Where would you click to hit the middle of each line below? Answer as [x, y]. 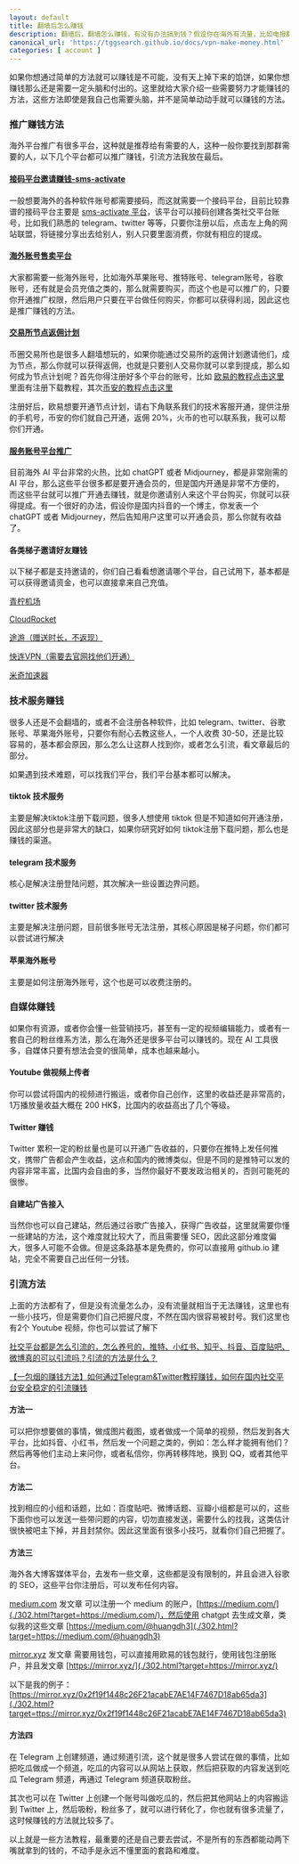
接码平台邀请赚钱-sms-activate [68, 179]
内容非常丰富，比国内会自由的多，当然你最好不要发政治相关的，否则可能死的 [149, 1171]
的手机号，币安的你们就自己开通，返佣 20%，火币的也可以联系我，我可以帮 [148, 418]
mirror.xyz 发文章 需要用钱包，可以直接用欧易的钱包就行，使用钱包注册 [139, 1655]
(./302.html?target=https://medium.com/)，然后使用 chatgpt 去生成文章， [144, 1615]
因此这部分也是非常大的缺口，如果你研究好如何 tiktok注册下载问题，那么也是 [149, 828]
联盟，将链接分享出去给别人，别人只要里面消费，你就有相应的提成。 [141, 233]
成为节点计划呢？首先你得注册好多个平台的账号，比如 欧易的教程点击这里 [150, 377]
